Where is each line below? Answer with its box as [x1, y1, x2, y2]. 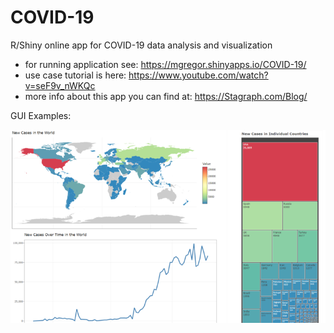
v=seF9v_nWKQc [24, 79, 96, 91]
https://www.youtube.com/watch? [128, 69, 269, 81]
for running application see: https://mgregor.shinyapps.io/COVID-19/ [24, 58, 307, 70]
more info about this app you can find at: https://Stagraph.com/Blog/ [24, 90, 308, 102]
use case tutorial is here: [24, 69, 127, 81]
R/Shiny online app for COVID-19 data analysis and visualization [10, 39, 273, 51]
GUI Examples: [10, 109, 72, 121]
